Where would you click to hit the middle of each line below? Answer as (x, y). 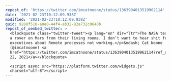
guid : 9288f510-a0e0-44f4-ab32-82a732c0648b (53, 24)
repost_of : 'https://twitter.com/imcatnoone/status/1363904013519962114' (85, 10)
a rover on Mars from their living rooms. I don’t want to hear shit (85, 38)
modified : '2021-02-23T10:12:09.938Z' (46, 19)
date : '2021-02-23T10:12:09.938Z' (42, 15)
